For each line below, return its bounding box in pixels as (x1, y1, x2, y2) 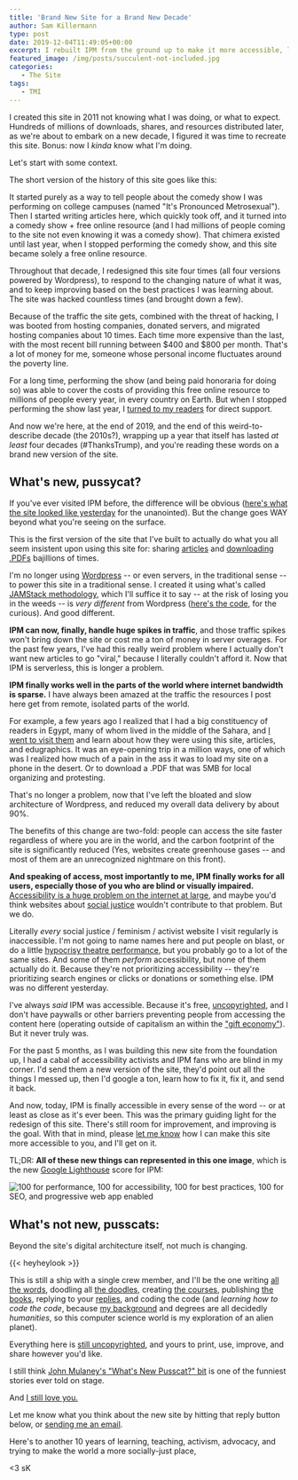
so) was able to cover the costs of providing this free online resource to (9, 384, 271, 395)
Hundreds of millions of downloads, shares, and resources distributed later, (9, 121, 285, 131)
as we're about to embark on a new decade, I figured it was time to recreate (9, 130, 286, 141)
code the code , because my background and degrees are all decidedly (9, 1303, 268, 1314)
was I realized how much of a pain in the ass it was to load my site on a (9, 753, 269, 764)
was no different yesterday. (9, 982, 109, 994)
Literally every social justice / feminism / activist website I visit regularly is (9, 926, 279, 937)
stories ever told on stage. (9, 1375, 105, 1386)
